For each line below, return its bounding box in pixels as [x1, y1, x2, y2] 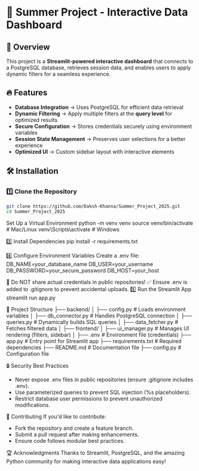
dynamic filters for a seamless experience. [6, 71, 111, 77]
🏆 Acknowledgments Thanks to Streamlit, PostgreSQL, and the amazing [6, 449, 185, 457]
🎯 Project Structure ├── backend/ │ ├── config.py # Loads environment [6, 306, 186, 313]
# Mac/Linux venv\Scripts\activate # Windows [6, 226, 120, 233]
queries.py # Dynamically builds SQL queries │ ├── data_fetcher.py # [6, 319, 179, 326]
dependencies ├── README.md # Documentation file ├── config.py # [6, 344, 182, 351]
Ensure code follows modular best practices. [14, 438, 125, 445]
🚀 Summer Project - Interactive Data [6, 5, 188, 19]
